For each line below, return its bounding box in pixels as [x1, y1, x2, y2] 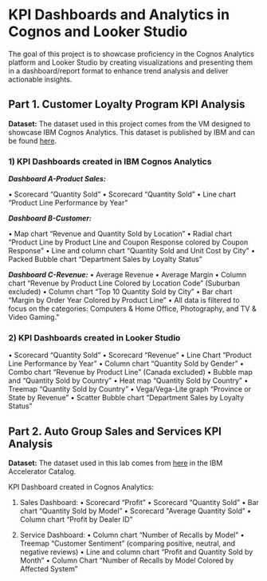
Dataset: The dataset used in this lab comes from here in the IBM [8, 458, 223, 468]
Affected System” [19, 564, 78, 574]
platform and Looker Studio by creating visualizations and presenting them [8, 58, 253, 67]
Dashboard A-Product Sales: [8, 174, 106, 184]
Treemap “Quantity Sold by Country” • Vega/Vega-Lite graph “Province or [8, 384, 252, 394]
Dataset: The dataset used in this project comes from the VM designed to [8, 118, 251, 129]
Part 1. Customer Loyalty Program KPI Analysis [8, 97, 245, 111]
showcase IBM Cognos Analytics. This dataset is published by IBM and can [8, 127, 255, 137]
